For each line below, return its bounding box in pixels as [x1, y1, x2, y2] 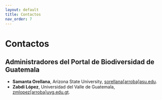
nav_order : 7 [5, 16, 32, 21]
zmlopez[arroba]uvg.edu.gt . [12, 89, 71, 95]
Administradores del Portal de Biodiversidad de [5, 58, 155, 66]
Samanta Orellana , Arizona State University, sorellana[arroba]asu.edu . [12, 79, 158, 85]
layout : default [5, 7, 39, 12]
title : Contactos [5, 12, 41, 17]
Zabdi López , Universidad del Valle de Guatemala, [12, 84, 115, 90]
